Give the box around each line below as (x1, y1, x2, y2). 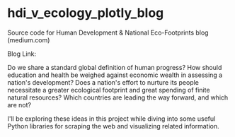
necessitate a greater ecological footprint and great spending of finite (7, 85, 210, 94)
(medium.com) (7, 35, 50, 44)
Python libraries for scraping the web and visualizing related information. (7, 121, 219, 130)
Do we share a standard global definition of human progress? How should (7, 63, 222, 71)
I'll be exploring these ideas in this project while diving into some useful (7, 114, 216, 123)
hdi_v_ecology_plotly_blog (7, 5, 164, 21)
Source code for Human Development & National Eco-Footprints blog (7, 28, 209, 37)
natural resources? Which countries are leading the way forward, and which (7, 93, 229, 102)
